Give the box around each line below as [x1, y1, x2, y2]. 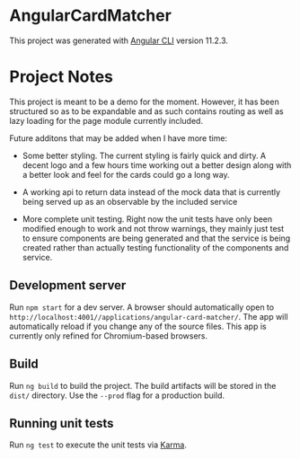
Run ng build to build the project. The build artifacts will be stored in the [9, 380, 277, 391]
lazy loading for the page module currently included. [9, 115, 204, 126]
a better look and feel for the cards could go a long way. [22, 169, 231, 180]
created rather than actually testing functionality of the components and [22, 242, 289, 252]
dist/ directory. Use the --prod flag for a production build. [9, 390, 225, 401]
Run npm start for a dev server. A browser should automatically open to [9, 302, 275, 313]
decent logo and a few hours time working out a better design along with [22, 159, 292, 171]
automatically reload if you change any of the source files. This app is [9, 321, 267, 331]
